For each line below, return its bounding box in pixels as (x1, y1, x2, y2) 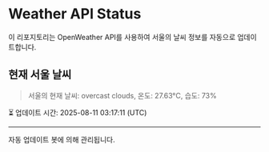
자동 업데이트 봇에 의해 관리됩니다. (8, 134, 115, 144)
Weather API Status (8, 5, 142, 23)
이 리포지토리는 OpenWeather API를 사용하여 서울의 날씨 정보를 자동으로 (8, 32, 236, 42)
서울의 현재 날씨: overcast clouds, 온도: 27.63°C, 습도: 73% (27, 90, 218, 100)
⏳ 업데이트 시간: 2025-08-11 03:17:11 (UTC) (8, 107, 147, 117)
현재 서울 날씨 (8, 68, 72, 82)
